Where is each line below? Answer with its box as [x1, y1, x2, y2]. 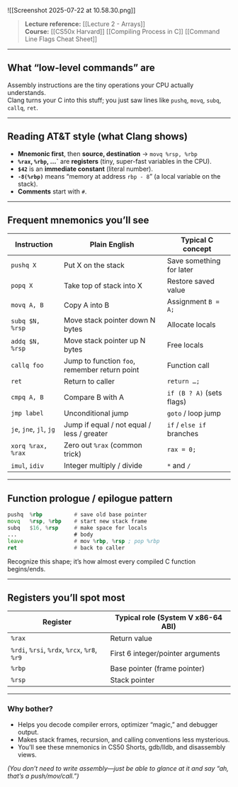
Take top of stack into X [63, 281, 143, 291]
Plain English [89, 240, 135, 250]
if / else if [166, 420, 207, 430]
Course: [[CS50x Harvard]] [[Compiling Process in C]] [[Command [24, 28, 220, 35]
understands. [7, 88, 46, 96]
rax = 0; [166, 446, 197, 454]
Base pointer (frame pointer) [110, 664, 205, 674]
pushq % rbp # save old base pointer [7, 511, 147, 518]
